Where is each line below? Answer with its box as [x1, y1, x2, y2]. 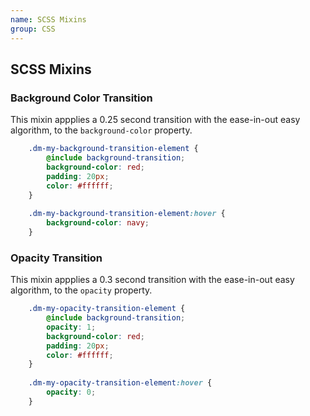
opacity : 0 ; [46, 387, 97, 398]
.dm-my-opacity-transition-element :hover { [28, 378, 213, 388]
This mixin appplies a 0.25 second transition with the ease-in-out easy [10, 114, 301, 126]
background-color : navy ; [46, 218, 150, 228]
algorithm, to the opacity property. [10, 284, 153, 296]
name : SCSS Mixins [10, 14, 87, 25]
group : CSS [10, 24, 56, 34]
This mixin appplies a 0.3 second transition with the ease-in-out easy [10, 274, 295, 286]
